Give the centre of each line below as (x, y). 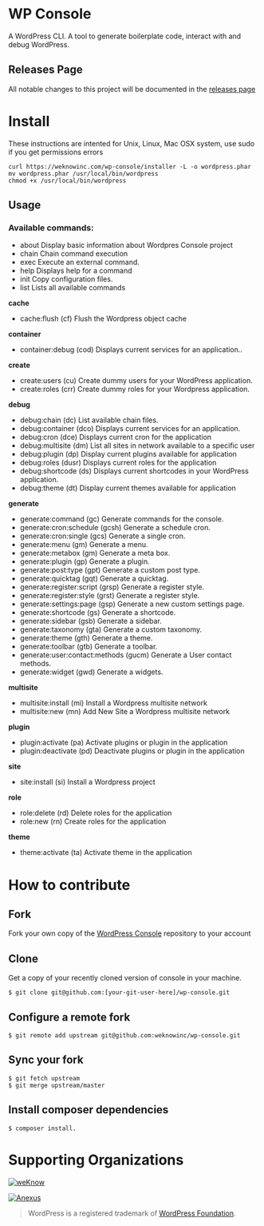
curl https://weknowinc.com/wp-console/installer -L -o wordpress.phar (130, 166)
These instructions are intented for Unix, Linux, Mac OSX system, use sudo (132, 143)
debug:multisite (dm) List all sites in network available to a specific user (137, 445)
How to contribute (69, 885)
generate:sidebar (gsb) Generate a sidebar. (91, 621)
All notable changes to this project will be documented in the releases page (132, 89)
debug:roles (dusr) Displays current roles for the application (118, 463)
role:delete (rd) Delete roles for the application (96, 813)
